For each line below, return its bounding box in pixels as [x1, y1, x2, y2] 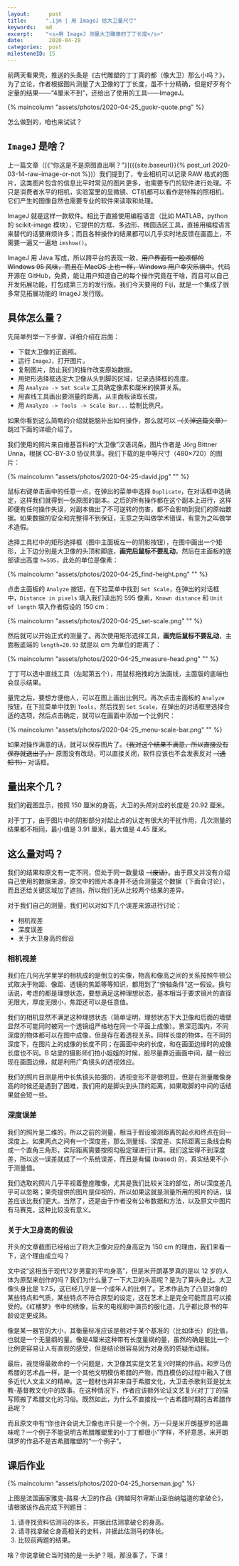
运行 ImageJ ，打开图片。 [17, 356, 89, 364]
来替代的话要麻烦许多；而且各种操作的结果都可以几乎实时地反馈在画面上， [7, 229, 225, 237]
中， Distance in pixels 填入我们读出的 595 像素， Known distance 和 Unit [7, 593, 223, 602]
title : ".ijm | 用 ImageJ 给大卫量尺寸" [7, 17, 137, 24]
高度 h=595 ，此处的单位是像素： [26, 556, 119, 564]
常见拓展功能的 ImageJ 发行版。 [13, 289, 108, 297]
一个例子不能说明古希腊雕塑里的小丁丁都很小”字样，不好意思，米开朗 [26, 1428, 229, 1437]
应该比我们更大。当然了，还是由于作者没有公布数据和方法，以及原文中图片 [13, 1196, 232, 1205]
